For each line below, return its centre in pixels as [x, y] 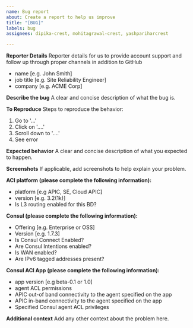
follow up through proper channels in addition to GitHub [74, 62]
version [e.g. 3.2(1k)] [40, 198]
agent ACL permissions [43, 288]
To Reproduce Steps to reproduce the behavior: [65, 109]
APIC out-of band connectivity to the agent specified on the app [93, 295]
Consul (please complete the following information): [72, 216]
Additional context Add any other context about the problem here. [88, 319]
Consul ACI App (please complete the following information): [83, 270]
